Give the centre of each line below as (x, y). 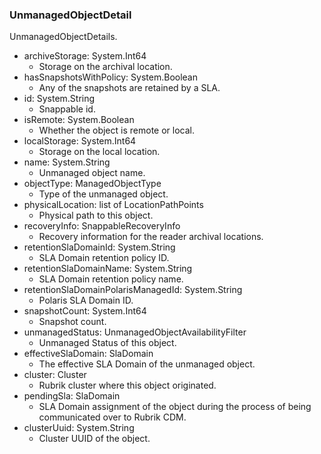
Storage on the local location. (99, 152)
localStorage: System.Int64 (80, 141)
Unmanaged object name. (92, 173)
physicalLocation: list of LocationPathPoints (113, 205)
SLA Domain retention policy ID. (104, 258)
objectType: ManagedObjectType (92, 184)
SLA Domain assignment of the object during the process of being (175, 407)
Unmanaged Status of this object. (107, 343)
